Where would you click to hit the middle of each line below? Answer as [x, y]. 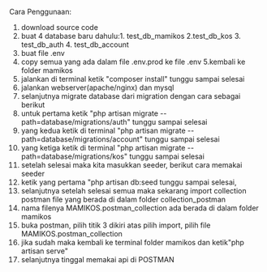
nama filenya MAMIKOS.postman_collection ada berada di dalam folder [140, 208]
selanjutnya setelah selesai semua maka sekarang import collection [133, 191]
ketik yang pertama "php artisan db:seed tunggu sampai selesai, [129, 182]
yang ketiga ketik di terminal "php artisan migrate [103, 148]
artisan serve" [44, 251]
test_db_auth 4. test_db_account [75, 45]
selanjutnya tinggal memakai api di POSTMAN [97, 259]
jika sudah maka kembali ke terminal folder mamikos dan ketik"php [132, 242]
